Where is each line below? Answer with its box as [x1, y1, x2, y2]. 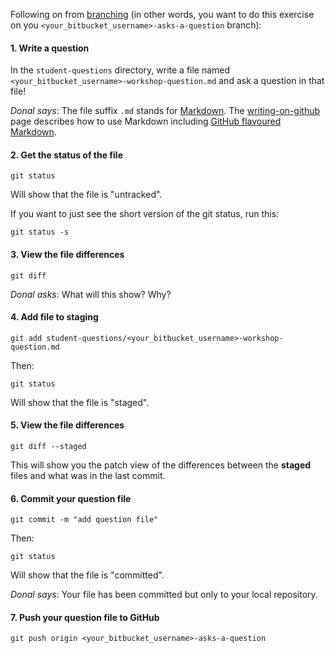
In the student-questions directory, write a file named [10, 64, 231, 76]
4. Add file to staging [10, 311, 99, 323]
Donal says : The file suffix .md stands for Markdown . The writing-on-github [10, 105, 321, 117]
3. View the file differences [10, 249, 125, 260]
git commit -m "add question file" [10, 515, 159, 525]
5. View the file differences [10, 419, 125, 431]
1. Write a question [10, 42, 90, 54]
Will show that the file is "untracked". [10, 189, 163, 201]
